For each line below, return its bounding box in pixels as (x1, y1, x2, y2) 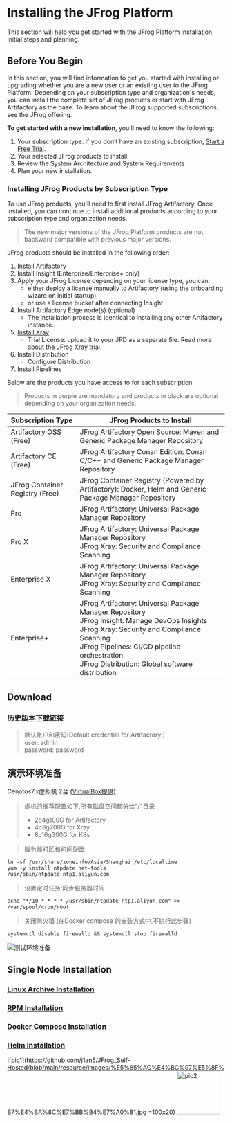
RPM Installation (7, 1003, 64, 1012)
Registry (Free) (10, 489, 60, 498)
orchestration (79, 651, 124, 661)
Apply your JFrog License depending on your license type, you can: (17, 277, 211, 285)
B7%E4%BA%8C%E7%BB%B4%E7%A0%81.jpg (7, 1108, 147, 1116)
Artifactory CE (10, 451, 57, 461)
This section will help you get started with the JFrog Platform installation (7, 28, 213, 36)
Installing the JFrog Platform (7, 5, 173, 21)
